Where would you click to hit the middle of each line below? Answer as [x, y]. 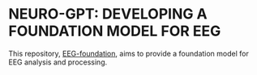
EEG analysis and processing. [58, 62]
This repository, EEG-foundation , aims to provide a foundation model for [128, 53]
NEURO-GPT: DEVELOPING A [108, 14]
